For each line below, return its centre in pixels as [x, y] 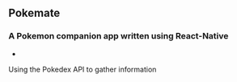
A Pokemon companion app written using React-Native [118, 36]
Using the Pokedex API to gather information [83, 69]
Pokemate [34, 13]
